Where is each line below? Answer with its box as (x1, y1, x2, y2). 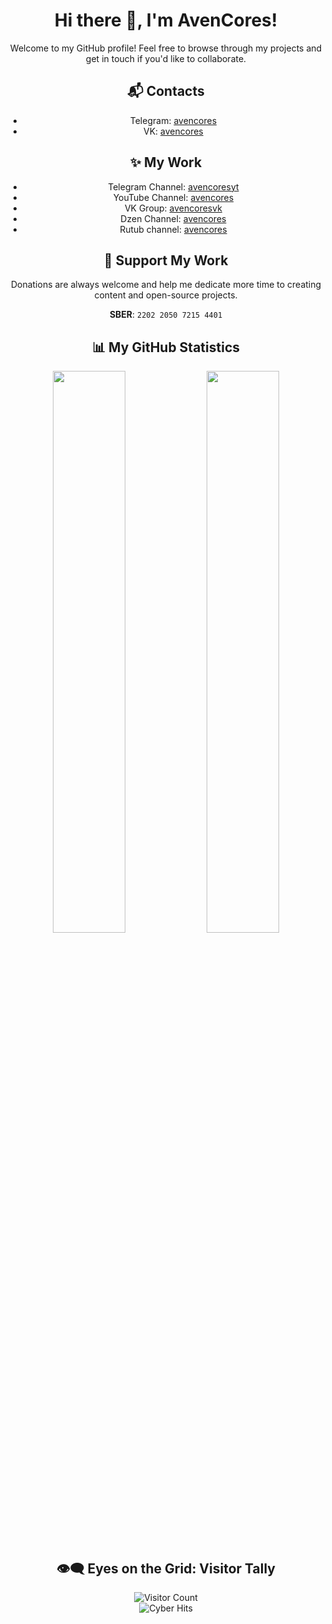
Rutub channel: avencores (119, 223, 228, 235)
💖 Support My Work (103, 252, 229, 269)
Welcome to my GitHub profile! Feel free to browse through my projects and (9, 42, 323, 54)
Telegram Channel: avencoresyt (107, 180, 240, 193)
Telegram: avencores (129, 114, 218, 126)
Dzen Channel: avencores (120, 212, 227, 224)
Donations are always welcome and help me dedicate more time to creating (10, 279, 322, 291)
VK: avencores (143, 125, 204, 137)
